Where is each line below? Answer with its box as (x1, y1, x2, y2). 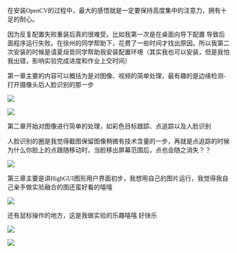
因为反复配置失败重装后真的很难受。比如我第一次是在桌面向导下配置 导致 (7, 31, 219, 38)
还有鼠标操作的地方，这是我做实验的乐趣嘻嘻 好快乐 (7, 212, 157, 219)
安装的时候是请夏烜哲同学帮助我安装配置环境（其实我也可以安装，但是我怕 (13, 49, 230, 56)
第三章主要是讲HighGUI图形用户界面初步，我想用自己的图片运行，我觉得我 (7, 175, 222, 182)
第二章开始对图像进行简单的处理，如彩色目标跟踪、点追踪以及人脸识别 (7, 123, 212, 130)
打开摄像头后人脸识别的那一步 (7, 81, 94, 88)
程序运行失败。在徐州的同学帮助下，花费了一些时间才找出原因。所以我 (13, 40, 217, 47)
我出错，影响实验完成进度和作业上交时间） (7, 57, 131, 65)
